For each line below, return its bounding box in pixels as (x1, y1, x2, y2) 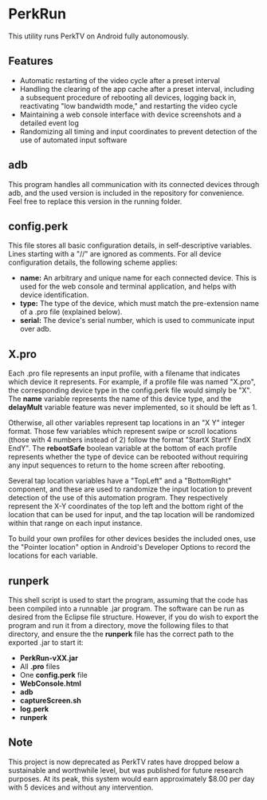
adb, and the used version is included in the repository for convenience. (8, 188, 245, 197)
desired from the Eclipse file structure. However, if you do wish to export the (8, 612, 259, 622)
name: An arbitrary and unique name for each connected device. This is (19, 273, 257, 283)
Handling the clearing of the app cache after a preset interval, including (19, 84, 255, 94)
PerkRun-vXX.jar (19, 653, 78, 663)
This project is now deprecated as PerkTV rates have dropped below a (8, 757, 240, 766)
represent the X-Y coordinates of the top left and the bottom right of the (8, 501, 244, 511)
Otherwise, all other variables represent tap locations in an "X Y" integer (8, 418, 245, 428)
